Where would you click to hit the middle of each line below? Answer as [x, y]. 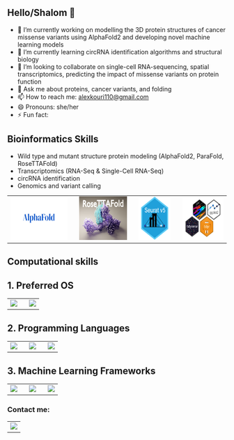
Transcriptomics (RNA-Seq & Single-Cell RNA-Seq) [91, 171]
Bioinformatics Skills [53, 139]
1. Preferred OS [41, 286]
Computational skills [53, 262]
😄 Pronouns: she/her [48, 107]
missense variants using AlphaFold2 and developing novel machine [114, 37]
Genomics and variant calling [59, 185]
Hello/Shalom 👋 [41, 13]
